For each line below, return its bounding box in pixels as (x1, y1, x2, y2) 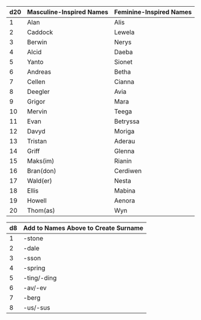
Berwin (27, 38, 47, 46)
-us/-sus (23, 304, 50, 311)
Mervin (27, 107, 47, 115)
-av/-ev (23, 283, 47, 292)
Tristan (27, 137, 47, 145)
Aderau (114, 137, 135, 145)
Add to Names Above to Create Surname (23, 224, 144, 232)
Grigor (27, 98, 46, 105)
